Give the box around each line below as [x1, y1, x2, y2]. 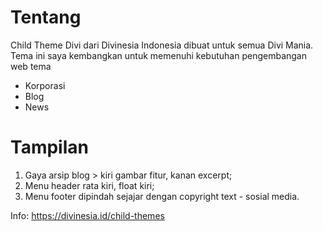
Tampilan [10, 136, 89, 159]
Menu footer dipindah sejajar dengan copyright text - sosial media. [24, 190, 300, 202]
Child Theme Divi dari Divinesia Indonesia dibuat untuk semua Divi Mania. [10, 39, 314, 51]
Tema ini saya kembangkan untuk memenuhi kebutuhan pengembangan [10, 49, 307, 61]
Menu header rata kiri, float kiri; [24, 179, 155, 191]
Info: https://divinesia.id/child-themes [10, 209, 165, 221]
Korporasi [24, 79, 66, 91]
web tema [10, 60, 52, 72]
